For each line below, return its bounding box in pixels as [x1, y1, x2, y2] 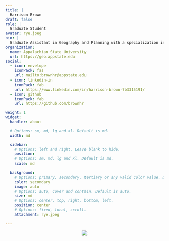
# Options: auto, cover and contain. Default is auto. [14, 189, 132, 194]
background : [10, 170, 35, 175]
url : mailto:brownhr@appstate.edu [14, 73, 87, 78]
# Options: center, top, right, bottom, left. [14, 198, 114, 203]
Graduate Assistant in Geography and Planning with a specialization [10, 40, 158, 45]
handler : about [10, 119, 42, 124]
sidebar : [10, 142, 28, 147]
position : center [14, 203, 51, 208]
